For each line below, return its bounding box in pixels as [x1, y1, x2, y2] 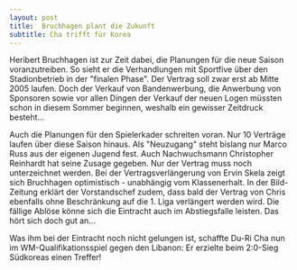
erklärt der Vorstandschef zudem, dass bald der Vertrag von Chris [40, 186, 286, 198]
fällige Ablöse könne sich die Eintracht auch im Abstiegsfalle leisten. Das [9, 206, 280, 217]
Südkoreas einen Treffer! [9, 252, 102, 263]
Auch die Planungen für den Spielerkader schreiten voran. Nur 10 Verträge [9, 130, 286, 140]
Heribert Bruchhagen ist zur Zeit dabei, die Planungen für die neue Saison [9, 55, 284, 66]
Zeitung [9, 186, 39, 198]
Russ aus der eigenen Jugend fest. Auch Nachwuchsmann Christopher [9, 148, 274, 159]
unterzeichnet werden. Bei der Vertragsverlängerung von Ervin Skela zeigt [9, 167, 286, 178]
